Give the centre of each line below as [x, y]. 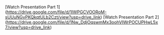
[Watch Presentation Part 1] [33, 7]
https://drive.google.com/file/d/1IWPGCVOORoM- [57, 12]
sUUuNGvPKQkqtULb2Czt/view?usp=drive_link [53, 17]
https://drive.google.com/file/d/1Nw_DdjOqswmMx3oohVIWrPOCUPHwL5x [82, 22]
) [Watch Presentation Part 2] [129, 17]
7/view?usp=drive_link [28, 27]
